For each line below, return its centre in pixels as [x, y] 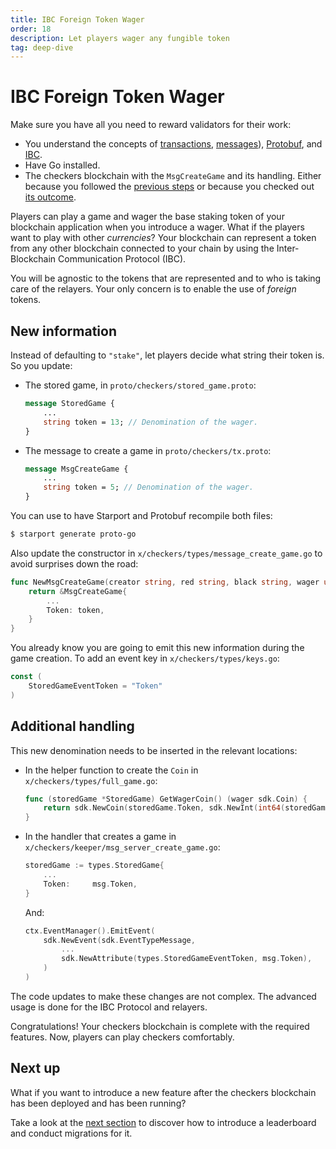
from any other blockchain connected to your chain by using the [142, 248]
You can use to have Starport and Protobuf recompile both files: [141, 515]
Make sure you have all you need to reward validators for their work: [151, 125]
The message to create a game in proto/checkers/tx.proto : [148, 450]
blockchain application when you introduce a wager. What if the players [157, 227]
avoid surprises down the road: [74, 563]
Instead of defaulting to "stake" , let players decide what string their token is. [167, 355]
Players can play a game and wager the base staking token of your [147, 217]
